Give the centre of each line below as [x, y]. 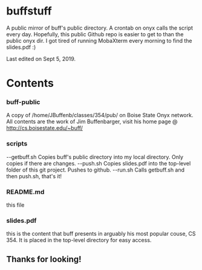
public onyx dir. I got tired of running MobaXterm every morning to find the [99, 40]
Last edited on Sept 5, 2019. [41, 59]
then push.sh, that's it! [34, 176]
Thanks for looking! [44, 259]
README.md [25, 191]
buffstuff [29, 11]
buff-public [23, 102]
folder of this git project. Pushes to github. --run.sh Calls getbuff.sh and [96, 170]
